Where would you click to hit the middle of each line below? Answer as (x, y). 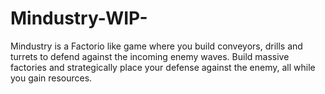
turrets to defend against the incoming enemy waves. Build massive (150, 56)
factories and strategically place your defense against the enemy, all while (163, 67)
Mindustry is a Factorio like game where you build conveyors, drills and (156, 46)
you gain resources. (51, 78)
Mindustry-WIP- (79, 18)
